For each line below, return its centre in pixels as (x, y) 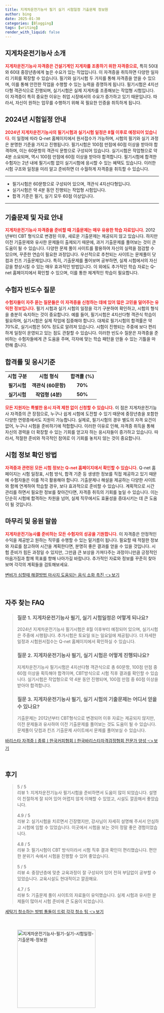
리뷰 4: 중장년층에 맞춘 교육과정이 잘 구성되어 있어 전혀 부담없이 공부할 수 (87, 872)
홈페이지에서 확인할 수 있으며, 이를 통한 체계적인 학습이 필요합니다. (76, 273)
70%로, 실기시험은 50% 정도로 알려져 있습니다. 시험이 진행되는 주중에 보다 (76, 327)
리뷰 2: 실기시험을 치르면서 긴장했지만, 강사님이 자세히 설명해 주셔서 (82, 821)
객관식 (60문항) (49, 385)
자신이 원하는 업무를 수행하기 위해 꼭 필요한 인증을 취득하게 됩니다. (78, 103)
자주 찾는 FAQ (25, 603)
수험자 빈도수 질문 (30, 289)
